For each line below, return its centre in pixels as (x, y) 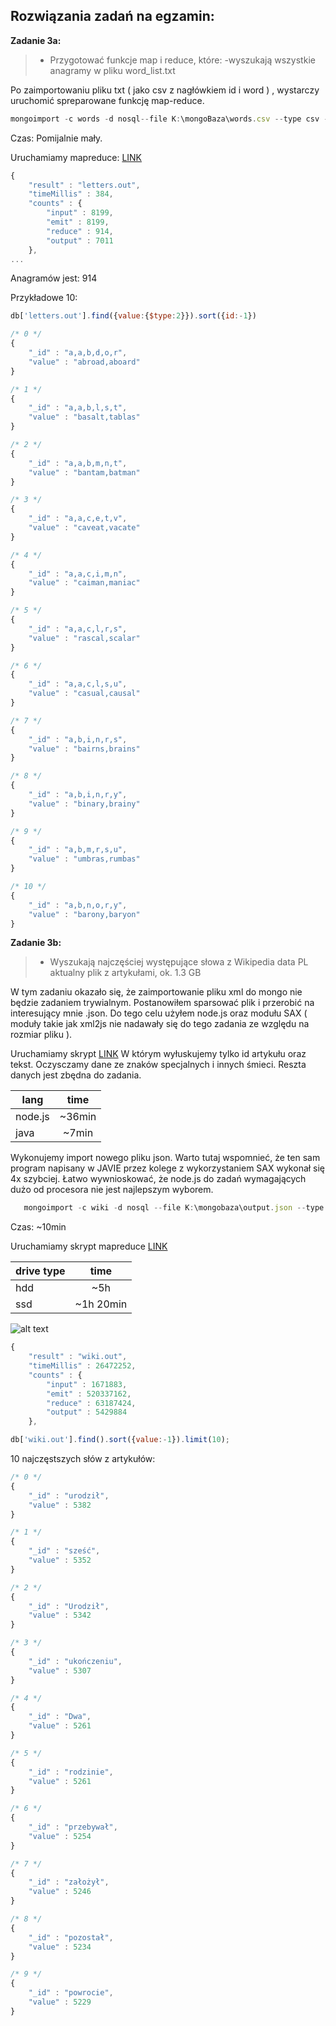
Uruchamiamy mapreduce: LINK (76, 157)
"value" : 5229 (60, 2002)
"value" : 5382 (60, 1505)
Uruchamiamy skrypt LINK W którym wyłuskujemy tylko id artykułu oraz (158, 1054)
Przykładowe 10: (44, 298)
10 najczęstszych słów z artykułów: (83, 1459)
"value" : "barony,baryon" (84, 914)
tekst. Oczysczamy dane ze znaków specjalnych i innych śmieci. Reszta (158, 1065)
